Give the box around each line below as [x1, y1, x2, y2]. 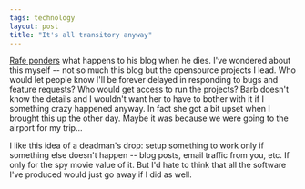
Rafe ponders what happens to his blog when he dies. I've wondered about [9, 55, 291, 66]
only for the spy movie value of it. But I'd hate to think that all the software [9, 160, 287, 171]
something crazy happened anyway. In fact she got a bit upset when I [9, 104, 271, 114]
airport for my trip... [9, 123, 84, 134]
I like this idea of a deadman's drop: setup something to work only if [9, 140, 264, 151]
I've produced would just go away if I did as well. [9, 169, 193, 180]
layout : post [9, 22, 59, 31]
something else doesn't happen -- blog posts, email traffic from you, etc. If [9, 150, 290, 161]
